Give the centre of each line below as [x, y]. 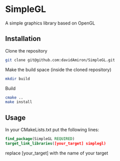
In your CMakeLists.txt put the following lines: [52, 130]
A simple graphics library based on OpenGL [50, 23]
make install [19, 102]
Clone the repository [26, 50]
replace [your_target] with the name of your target [57, 153]
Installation [23, 39]
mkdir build [17, 78]
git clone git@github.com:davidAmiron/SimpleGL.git [60, 60]
